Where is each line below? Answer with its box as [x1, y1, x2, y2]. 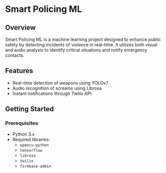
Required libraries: [12, 136, 50, 142]
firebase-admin [19, 164, 51, 169]
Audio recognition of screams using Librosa [12, 85, 102, 91]
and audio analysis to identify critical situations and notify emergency [5, 47, 148, 53]
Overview [5, 23, 36, 32]
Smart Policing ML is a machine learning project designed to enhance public [5, 36, 162, 42]
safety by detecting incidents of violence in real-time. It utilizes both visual [5, 42, 158, 48]
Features [5, 67, 33, 75]
